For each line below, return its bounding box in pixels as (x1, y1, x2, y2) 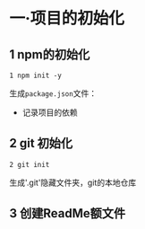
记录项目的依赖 (21, 107, 78, 118)
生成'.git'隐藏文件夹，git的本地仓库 (9, 177, 137, 188)
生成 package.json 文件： (9, 88, 97, 99)
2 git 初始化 (9, 136, 73, 151)
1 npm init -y (9, 71, 63, 80)
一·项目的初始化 (9, 8, 125, 29)
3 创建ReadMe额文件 (9, 206, 126, 221)
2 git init (9, 160, 50, 169)
